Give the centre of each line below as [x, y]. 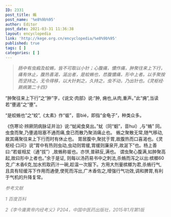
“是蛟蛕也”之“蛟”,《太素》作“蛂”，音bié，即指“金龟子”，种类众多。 [75, 115]
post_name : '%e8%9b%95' [31, 19]
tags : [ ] [16, 48]
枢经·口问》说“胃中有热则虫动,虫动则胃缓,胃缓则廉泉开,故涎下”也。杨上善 [81, 145]
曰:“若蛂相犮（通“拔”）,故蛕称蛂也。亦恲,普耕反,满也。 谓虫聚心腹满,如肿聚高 [85, 152]
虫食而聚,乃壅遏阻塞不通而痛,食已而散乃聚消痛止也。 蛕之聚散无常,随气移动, [84, 132]
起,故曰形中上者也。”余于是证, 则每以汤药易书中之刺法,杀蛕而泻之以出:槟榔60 [85, 158]
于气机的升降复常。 [25, 177]
